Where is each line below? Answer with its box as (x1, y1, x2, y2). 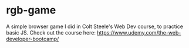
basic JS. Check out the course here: (6, 29, 96, 36)
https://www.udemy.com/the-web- (96, 29, 181, 36)
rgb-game (6, 4, 56, 17)
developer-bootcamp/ (6, 35, 59, 42)
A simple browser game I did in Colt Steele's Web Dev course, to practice (6, 23, 184, 30)
